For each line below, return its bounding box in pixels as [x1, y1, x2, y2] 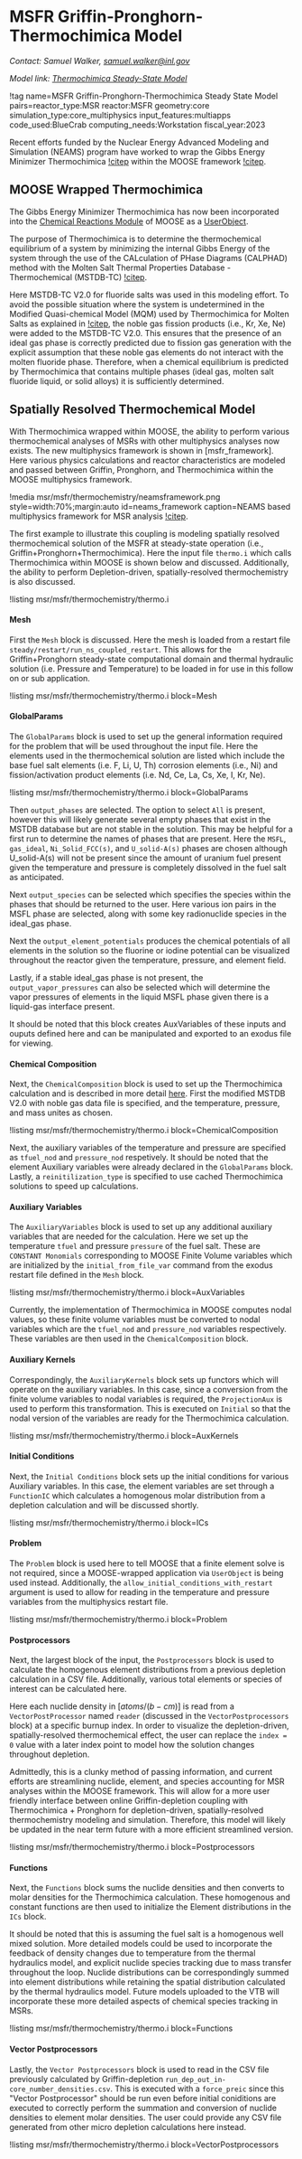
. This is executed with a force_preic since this [109, 2083, 285, 2094]
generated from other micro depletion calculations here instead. [9, 2121, 247, 2132]
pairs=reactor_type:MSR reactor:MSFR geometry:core [9, 99, 210, 110]
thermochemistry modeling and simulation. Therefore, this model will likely [9, 1815, 286, 1826]
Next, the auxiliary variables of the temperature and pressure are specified [9, 1142, 287, 1153]
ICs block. [9, 1911, 47, 1922]
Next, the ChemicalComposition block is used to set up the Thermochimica [9, 1078, 283, 1090]
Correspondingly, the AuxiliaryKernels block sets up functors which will [9, 1374, 279, 1385]
